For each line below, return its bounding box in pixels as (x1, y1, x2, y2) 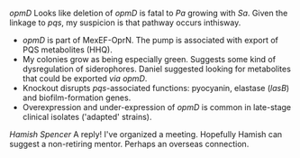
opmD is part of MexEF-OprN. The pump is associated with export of (22, 35, 279, 45)
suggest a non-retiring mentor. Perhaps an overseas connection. (9, 139, 250, 149)
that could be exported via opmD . (22, 73, 148, 84)
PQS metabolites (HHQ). (22, 44, 113, 55)
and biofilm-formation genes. (22, 92, 132, 103)
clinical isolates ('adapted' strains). (22, 112, 152, 122)
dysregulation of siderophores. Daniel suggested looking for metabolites (22, 63, 291, 74)
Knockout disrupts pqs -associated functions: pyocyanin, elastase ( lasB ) (22, 83, 290, 93)
